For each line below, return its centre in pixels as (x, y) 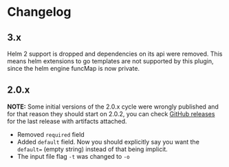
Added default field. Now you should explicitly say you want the (108, 142)
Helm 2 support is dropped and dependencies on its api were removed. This (115, 54)
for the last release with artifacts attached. (67, 121)
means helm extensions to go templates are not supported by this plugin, (110, 61)
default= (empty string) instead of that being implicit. (92, 149)
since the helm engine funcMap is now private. (73, 68)
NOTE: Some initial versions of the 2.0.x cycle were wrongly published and (113, 107)
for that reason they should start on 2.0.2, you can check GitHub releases (111, 113)
